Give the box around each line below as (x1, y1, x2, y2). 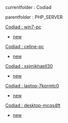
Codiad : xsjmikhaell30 (5, 63, 53, 69)
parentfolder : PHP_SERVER (5, 14, 63, 20)
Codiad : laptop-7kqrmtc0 (5, 83, 59, 89)
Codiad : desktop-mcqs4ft (5, 102, 61, 108)
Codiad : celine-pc (5, 44, 44, 50)
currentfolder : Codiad (5, 5, 52, 10)
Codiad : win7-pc (5, 24, 42, 30)
